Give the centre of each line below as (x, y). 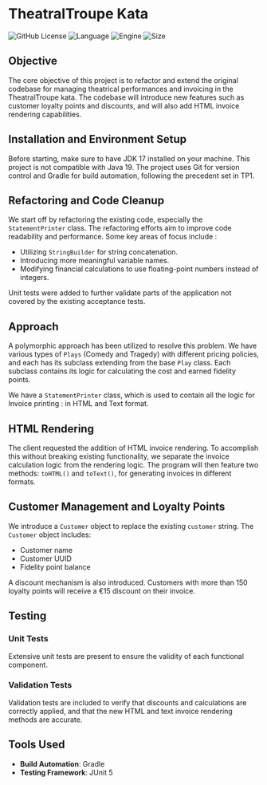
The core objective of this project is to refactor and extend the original (124, 80)
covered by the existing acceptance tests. (77, 302)
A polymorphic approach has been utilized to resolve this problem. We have (133, 346)
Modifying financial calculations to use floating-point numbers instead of (139, 269)
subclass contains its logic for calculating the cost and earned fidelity (122, 371)
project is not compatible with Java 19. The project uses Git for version (124, 167)
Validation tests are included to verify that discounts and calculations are (128, 702)
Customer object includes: (50, 535)
